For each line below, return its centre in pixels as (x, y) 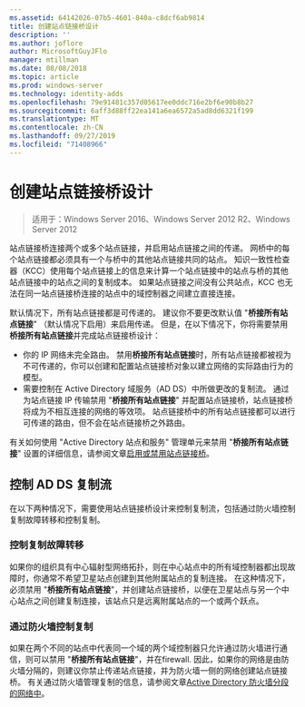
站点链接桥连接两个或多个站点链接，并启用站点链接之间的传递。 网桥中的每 (150, 248)
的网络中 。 (30, 693)
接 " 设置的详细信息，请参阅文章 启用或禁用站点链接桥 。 (112, 453)
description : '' (40, 34)
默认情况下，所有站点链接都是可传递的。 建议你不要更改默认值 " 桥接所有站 (149, 312)
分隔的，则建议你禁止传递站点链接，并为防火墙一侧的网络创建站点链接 (156, 671)
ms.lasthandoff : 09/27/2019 (63, 136)
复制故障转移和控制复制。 (57, 519)
